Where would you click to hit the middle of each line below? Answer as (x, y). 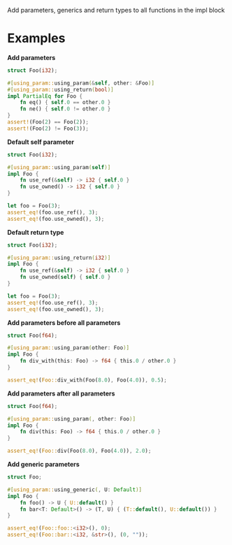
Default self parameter (41, 142)
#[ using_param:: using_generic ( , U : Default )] (74, 489)
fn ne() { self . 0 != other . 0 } (65, 109)
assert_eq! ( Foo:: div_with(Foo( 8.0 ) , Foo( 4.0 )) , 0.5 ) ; (87, 380)
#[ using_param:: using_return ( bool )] (60, 89)
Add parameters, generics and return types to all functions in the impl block (116, 10)
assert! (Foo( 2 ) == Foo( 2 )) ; (48, 122)
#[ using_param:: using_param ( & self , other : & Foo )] (81, 83)
